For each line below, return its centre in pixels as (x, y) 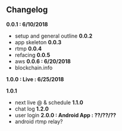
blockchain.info (34, 68)
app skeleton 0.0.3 (38, 42)
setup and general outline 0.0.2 (54, 36)
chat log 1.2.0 (32, 109)
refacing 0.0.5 (32, 55)
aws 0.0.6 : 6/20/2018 (43, 61)
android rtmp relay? (39, 121)
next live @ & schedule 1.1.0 (49, 102)
